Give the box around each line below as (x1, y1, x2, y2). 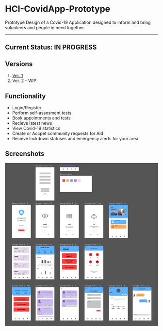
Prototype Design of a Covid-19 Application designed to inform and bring (5, 19, 151, 25)
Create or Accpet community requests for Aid (12, 130, 103, 136)
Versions (5, 60, 33, 68)
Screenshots (5, 149, 45, 158)
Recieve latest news (12, 120, 52, 126)
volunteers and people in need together (5, 24, 84, 30)
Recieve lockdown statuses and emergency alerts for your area (12, 135, 139, 141)
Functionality (5, 92, 46, 100)
